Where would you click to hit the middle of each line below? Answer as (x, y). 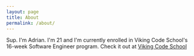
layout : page (23, 12)
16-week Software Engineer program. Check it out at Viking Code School (97, 46)
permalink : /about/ (31, 23)
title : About (23, 17)
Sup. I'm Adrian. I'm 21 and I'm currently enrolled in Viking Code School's (97, 40)
